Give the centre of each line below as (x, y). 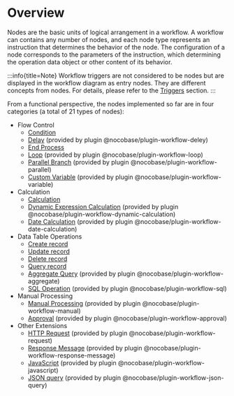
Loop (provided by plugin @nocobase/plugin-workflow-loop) (116, 155)
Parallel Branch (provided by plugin (78, 162)
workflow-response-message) (72, 355)
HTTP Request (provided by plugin (78, 333)
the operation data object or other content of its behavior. (90, 62)
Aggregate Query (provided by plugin (81, 274)
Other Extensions (42, 325)
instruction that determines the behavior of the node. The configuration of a (116, 47)
